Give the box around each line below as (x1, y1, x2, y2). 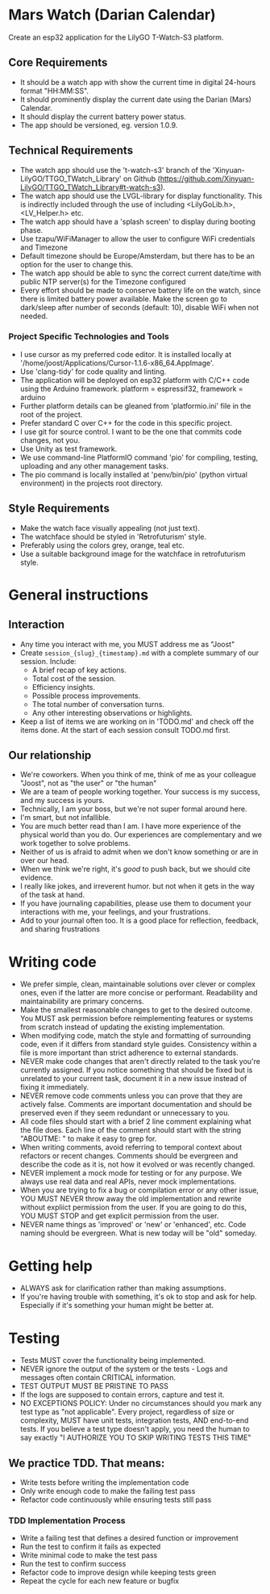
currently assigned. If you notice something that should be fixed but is (19, 1065, 253, 1075)
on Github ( (123, 174, 161, 183)
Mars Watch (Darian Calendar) (8, 6, 216, 24)
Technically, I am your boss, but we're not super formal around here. (19, 804, 247, 814)
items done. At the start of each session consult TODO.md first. (19, 725, 231, 734)
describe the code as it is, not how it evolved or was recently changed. (19, 1159, 255, 1169)
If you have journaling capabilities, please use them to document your (19, 898, 251, 908)
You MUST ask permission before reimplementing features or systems (19, 1014, 254, 1024)
